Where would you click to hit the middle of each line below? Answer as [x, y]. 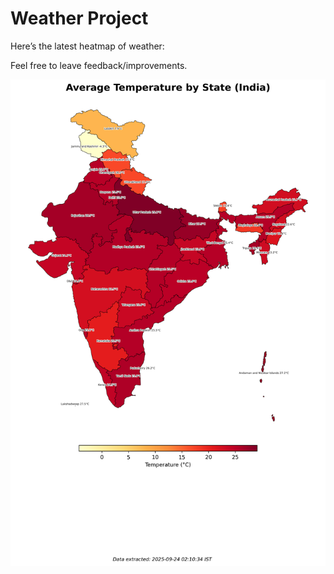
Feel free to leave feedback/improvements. [99, 65]
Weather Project [79, 18]
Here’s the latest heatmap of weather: [87, 46]
